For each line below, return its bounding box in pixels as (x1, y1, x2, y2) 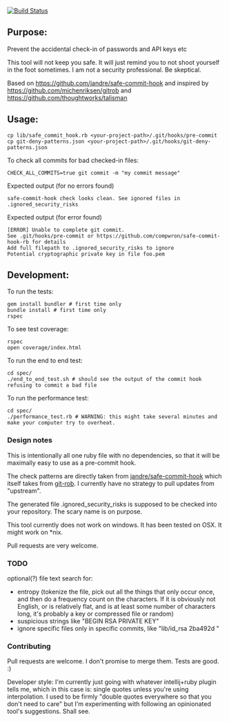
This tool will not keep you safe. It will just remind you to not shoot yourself (7, 58, 219, 66)
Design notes (7, 436, 53, 445)
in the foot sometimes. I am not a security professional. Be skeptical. (7, 66, 201, 74)
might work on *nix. (7, 528, 63, 536)
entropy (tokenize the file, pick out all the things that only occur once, (17, 587, 215, 596)
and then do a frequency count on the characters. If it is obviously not (17, 595, 216, 603)
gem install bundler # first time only (7, 301, 122, 308)
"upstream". (7, 487, 41, 495)
